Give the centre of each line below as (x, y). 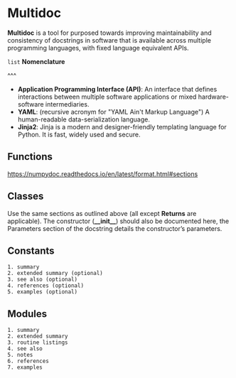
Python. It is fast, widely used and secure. (79, 134)
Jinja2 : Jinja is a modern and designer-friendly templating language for (122, 126)
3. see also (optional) (43, 280)
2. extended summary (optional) (55, 274)
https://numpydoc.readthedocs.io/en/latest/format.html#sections (103, 174)
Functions (30, 157)
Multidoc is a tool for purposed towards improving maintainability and (109, 33)
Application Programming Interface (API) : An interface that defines (117, 89)
